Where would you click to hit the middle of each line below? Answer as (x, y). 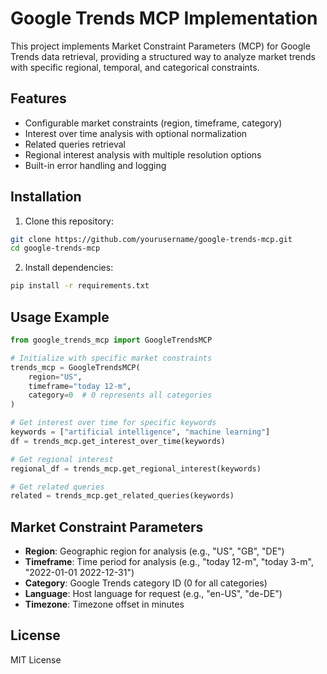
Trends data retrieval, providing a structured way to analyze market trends (163, 56)
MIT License (36, 659)
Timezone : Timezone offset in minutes (104, 604)
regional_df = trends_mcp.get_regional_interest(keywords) (136, 468)
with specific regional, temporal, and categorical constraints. (135, 67)
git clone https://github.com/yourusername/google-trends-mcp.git (151, 239)
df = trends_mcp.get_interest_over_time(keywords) (118, 441)
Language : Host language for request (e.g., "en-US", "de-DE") (153, 594)
